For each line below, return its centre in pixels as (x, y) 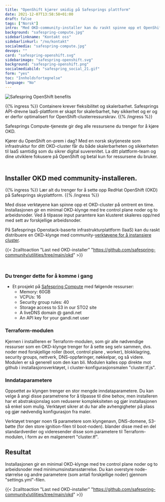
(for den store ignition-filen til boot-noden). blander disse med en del (86, 426)
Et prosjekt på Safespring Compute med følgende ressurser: (73, 287)
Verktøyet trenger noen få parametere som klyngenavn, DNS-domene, (76, 421)
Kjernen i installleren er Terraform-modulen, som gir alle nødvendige (74, 341)
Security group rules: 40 (44, 302)
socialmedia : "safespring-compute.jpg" (46, 46)
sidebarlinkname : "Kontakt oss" (38, 37)
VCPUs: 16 (30, 297)
